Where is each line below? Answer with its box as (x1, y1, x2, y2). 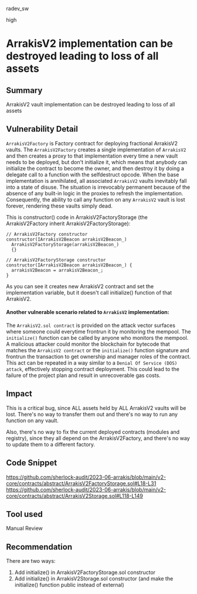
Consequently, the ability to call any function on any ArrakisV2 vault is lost (6, 196, 185, 203)
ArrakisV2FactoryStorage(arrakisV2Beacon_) (11, 241, 119, 248)
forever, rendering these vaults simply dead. (6, 202, 113, 209)
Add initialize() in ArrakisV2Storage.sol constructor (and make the (14, 575, 174, 582)
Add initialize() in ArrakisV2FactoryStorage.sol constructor (14, 569, 156, 576)
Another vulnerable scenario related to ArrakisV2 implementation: (6, 309, 169, 316)
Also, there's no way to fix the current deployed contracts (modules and (6, 428, 180, 435)
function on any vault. (6, 417, 59, 424)
